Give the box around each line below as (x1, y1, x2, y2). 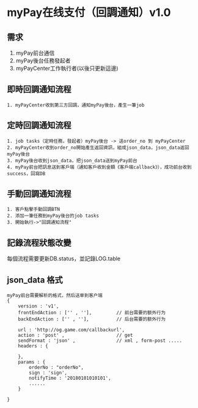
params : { (18, 359, 46, 365)
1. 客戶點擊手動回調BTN (7, 206, 61, 213)
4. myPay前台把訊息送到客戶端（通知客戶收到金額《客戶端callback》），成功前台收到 (7, 164, 192, 170)
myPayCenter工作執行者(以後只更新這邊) (15, 65, 119, 72)
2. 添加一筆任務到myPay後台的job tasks (7, 213, 100, 219)
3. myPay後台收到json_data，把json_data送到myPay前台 (7, 157, 137, 164)
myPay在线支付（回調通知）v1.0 (7, 6, 171, 20)
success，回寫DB (7, 170, 46, 176)
